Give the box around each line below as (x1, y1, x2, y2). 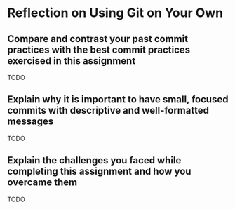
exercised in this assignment (7, 55, 136, 67)
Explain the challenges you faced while (7, 154, 182, 166)
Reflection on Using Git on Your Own (7, 5, 224, 21)
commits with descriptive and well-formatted (7, 104, 209, 116)
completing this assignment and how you (7, 166, 192, 177)
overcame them (7, 177, 78, 189)
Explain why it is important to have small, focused (7, 93, 229, 106)
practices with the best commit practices (7, 43, 191, 55)
